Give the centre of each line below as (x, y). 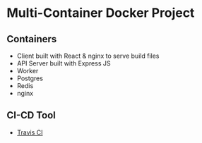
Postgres (30, 78)
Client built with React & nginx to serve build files (88, 56)
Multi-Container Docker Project (101, 13)
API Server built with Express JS (64, 63)
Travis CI (30, 132)
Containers (32, 39)
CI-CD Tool (31, 115)
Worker (28, 71)
